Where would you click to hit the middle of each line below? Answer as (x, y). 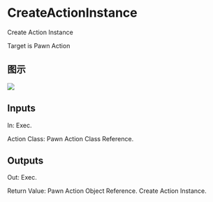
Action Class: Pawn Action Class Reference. (71, 138)
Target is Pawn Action (39, 45)
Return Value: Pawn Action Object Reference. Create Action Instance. (107, 191)
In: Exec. (20, 125)
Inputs (22, 109)
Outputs (25, 160)
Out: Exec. (22, 178)
